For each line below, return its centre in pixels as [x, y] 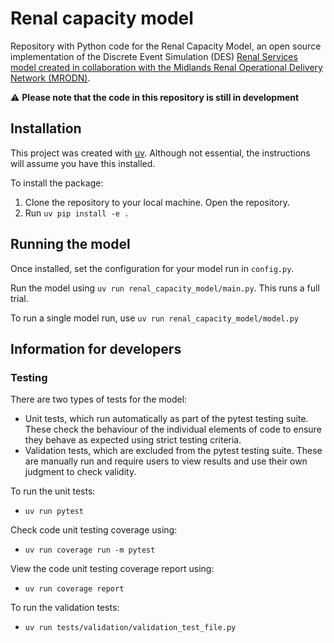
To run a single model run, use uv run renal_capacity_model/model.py [154, 318]
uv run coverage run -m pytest [90, 550]
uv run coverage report [74, 589]
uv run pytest [54, 512]
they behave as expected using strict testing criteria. [133, 440]
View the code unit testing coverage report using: [112, 569]
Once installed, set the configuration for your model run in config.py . [152, 268]
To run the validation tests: [65, 608]
